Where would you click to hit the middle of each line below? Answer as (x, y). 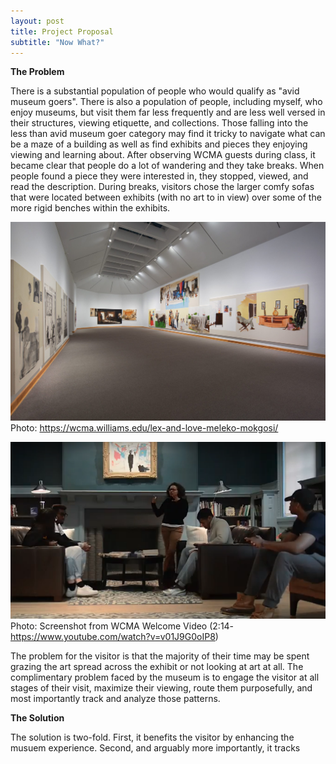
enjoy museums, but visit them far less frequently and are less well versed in (168, 112)
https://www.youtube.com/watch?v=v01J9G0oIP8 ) (114, 636)
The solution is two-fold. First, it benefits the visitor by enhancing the (152, 737)
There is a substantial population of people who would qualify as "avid (155, 91)
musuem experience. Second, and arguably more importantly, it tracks (155, 747)
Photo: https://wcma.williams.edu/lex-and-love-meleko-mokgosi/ (144, 427)
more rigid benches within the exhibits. (90, 208)
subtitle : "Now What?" (57, 42)
